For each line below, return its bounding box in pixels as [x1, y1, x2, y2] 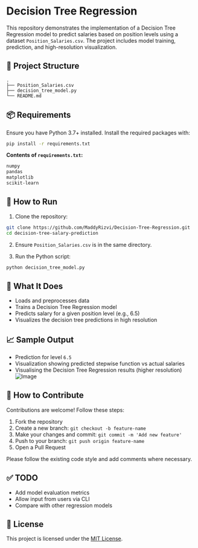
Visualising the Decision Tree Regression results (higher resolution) [14, 366, 182, 374]
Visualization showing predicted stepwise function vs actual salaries [14, 360, 185, 367]
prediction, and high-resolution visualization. [6, 43, 118, 51]
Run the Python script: [14, 252, 71, 260]
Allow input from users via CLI [14, 495, 91, 502]
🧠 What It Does [6, 281, 63, 291]
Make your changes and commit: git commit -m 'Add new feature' [14, 430, 182, 438]
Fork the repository [14, 418, 63, 425]
